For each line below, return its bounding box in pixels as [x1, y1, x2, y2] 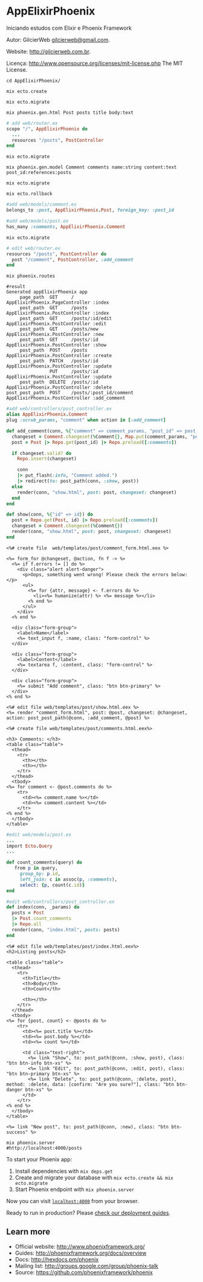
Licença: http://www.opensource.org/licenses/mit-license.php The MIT [6, 59, 183, 67]
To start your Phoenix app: [6, 1155, 72, 1163]
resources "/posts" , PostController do [6, 250, 107, 257]
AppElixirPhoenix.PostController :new [6, 332, 104, 338]
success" [6, 1129, 28, 1135]
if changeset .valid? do [11, 450, 71, 456]
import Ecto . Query [6, 843, 53, 849]
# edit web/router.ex [6, 245, 61, 251]
